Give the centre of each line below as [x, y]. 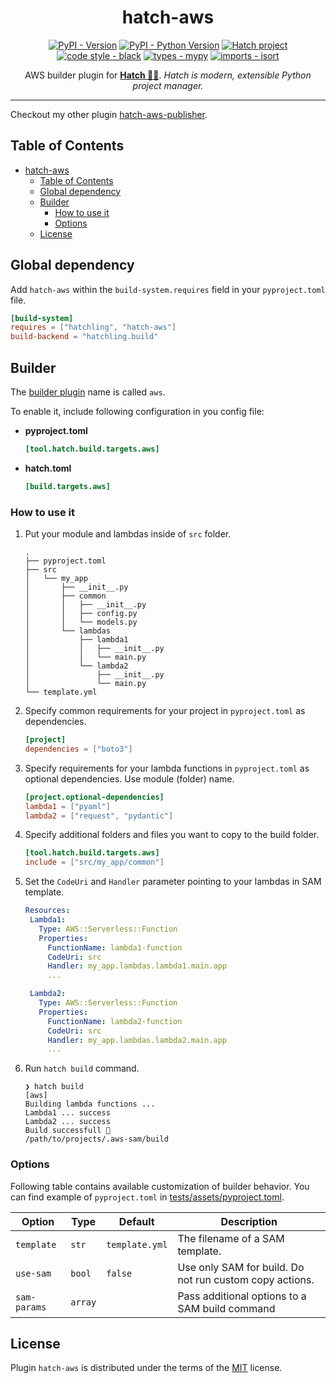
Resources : [47, 911]
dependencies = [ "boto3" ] [78, 749]
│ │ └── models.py [81, 622]
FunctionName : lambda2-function [115, 1021]
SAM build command [226, 1308]
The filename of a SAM [231, 1238]
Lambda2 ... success [67, 1122]
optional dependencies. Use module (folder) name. [129, 778]
